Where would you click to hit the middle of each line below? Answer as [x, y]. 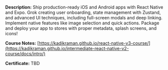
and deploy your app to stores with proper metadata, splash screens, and [81, 28]
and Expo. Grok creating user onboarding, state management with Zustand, [83, 12]
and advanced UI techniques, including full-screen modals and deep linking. [84, 18]
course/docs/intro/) [25, 54]
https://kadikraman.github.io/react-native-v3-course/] [95, 43]
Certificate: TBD [23, 63]
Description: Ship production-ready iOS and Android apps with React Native [84, 7]
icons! [12, 34]
